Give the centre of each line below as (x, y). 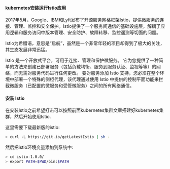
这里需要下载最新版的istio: (32, 128)
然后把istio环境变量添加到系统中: (39, 147)
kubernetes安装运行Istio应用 (36, 8)
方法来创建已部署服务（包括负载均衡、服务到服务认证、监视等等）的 (85, 67)
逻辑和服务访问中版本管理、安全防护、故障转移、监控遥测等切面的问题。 (85, 32)
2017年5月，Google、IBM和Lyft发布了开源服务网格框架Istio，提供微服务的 (82, 20)
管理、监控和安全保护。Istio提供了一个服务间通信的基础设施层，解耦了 (87, 26)
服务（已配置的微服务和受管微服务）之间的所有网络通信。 (74, 86)
